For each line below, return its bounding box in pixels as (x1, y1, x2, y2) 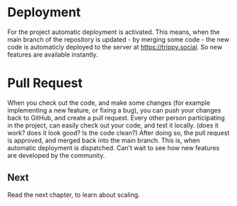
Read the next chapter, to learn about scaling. (7, 190, 140, 199)
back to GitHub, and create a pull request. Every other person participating (7, 113, 225, 122)
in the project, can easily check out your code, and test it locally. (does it (7, 121, 219, 130)
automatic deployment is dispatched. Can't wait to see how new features (7, 143, 220, 152)
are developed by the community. (7, 151, 105, 159)
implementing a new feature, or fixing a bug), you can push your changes (7, 105, 221, 114)
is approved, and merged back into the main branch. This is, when (7, 136, 200, 144)
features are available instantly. (7, 50, 98, 59)
